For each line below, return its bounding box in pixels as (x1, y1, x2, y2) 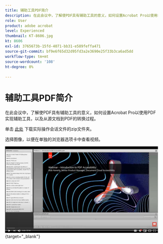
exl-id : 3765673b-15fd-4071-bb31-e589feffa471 (5, 44, 101, 49)
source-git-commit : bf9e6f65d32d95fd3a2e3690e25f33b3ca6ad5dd (5, 49, 133, 54)
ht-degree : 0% (5, 64, 34, 69)
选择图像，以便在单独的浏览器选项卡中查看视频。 (5, 136, 103, 142)
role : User (5, 18, 27, 23)
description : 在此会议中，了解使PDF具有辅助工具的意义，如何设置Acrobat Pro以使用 (5, 13, 158, 18)
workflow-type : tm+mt (5, 54, 49, 59)
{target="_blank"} (5, 233, 40, 239)
